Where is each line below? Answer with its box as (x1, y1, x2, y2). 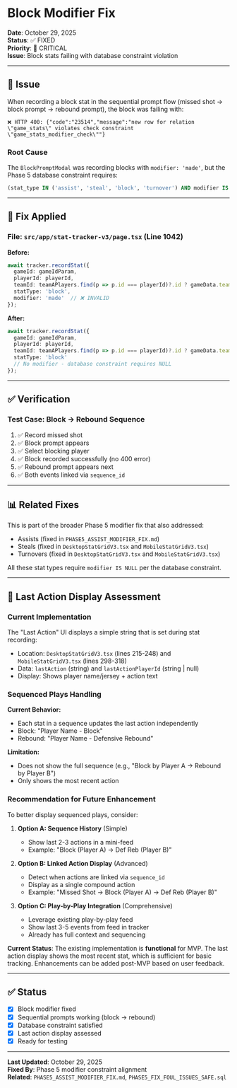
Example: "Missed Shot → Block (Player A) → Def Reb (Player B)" (28, 888, 217, 896)
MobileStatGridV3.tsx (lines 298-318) (17, 656, 127, 666)
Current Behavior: (7, 705, 61, 714)
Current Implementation (7, 612, 92, 622)
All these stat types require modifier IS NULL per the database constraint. (7, 564, 222, 572)
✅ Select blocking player (17, 446, 90, 455)
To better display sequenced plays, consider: (7, 810, 139, 818)
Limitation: (7, 748, 40, 756)
